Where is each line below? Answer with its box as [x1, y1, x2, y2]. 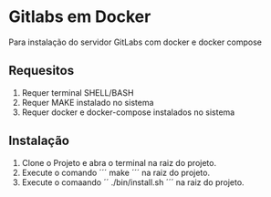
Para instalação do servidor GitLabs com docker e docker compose [8, 36, 262, 47]
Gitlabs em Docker [8, 6, 151, 27]
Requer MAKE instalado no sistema [21, 97, 154, 108]
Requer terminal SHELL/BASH [21, 87, 134, 98]
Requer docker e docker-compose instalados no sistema [21, 107, 235, 118]
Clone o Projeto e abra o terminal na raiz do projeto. [21, 157, 216, 168]
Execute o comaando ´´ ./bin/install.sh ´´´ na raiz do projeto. [21, 176, 245, 188]
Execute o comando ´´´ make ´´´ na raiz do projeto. [21, 167, 211, 178]
